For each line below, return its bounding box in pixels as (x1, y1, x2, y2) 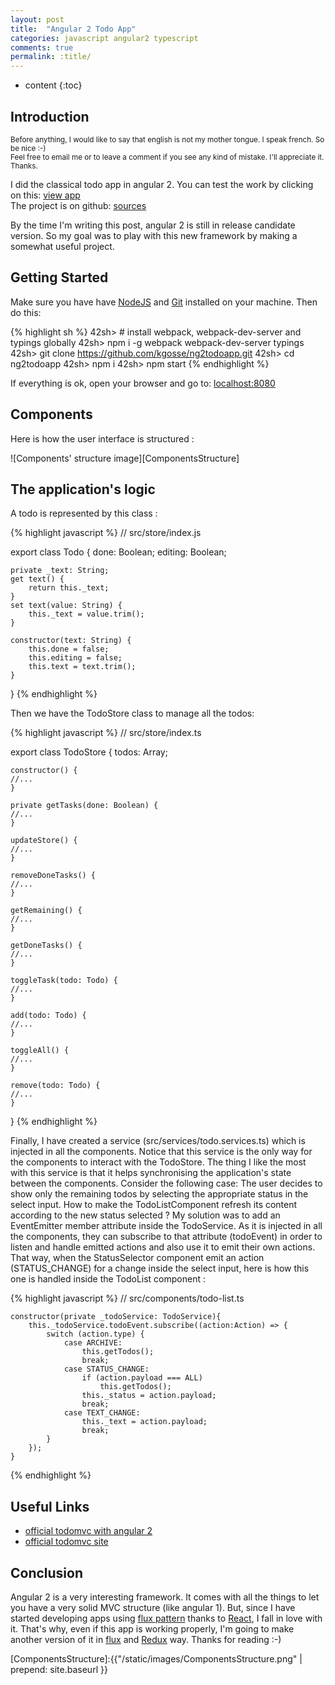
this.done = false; (28, 644, 110, 655)
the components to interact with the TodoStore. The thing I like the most (10, 1156, 307, 1168)
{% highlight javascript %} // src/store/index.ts (10, 727, 202, 739)
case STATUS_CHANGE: (63, 1364, 150, 1375)
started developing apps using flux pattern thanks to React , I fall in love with (10, 1612, 323, 1624)
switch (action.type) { (46, 1329, 145, 1340)
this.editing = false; (28, 653, 123, 663)
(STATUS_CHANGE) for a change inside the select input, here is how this (10, 1262, 310, 1275)
